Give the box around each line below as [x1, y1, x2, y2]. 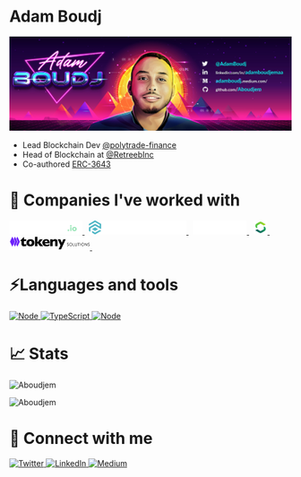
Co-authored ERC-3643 [21, 159, 111, 169]
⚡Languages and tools [9, 274, 179, 295]
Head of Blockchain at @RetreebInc [21, 149, 154, 160]
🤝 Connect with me [9, 428, 153, 448]
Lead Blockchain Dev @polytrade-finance [21, 139, 177, 150]
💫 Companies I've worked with [9, 190, 240, 210]
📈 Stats [9, 343, 69, 364]
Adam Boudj [9, 6, 102, 27]
